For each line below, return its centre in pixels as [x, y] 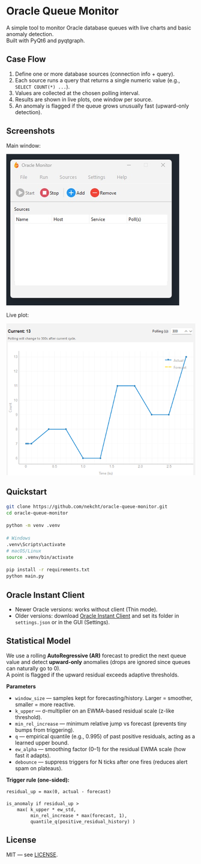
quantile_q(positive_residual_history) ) [83, 821]
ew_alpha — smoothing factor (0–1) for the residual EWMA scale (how [100, 749]
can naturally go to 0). [34, 668]
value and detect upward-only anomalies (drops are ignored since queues [98, 662]
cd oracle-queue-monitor [37, 513]
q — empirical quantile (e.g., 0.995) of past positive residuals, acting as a [105, 736]
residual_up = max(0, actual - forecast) [59, 791]
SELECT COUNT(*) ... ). [42, 87]
